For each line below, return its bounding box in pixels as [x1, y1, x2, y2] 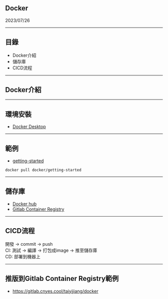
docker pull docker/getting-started [5, 168, 81, 173]
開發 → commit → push [5, 241, 53, 247]
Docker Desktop [12, 124, 46, 130]
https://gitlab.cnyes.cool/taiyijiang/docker [12, 288, 98, 294]
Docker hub [12, 201, 37, 207]
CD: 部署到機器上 [5, 253, 41, 259]
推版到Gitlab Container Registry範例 [5, 274, 119, 283]
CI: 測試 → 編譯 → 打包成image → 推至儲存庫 [5, 247, 97, 253]
